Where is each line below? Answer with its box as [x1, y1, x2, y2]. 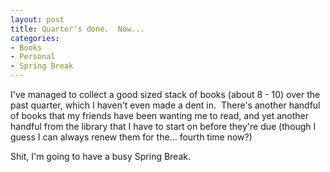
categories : [10, 33, 60, 43]
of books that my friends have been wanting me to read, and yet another [10, 110, 310, 121]
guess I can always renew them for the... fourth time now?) [10, 131, 253, 143]
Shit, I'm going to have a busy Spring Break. [10, 151, 191, 162]
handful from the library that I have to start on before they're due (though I [10, 121, 317, 132]
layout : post [10, 14, 65, 25]
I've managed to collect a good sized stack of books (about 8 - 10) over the [10, 89, 321, 100]
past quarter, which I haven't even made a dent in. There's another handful [10, 99, 321, 111]
